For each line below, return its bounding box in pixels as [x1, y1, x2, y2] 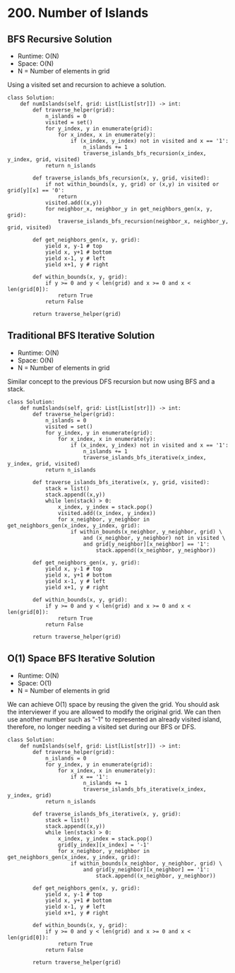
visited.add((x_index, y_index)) [57, 509, 157, 517]
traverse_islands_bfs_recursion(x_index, [83, 150, 207, 157]
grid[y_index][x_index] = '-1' [57, 841, 150, 849]
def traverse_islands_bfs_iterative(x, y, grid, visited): [32, 478, 210, 485]
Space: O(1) [17, 678, 52, 687]
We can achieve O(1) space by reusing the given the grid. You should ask [7, 700, 220, 708]
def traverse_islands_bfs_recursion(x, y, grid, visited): [32, 175, 210, 182]
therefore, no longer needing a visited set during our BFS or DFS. [7, 722, 196, 731]
